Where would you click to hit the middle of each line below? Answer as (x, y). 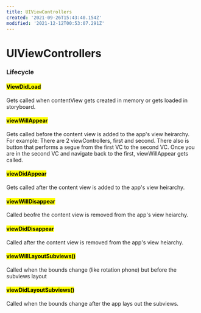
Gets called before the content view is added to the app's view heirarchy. (98, 134)
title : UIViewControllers (39, 12)
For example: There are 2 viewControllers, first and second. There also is (98, 140)
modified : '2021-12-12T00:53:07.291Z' (55, 23)
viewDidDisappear (30, 229)
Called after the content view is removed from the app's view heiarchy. (95, 242)
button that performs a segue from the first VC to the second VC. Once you (100, 147)
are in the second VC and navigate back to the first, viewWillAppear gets (97, 153)
